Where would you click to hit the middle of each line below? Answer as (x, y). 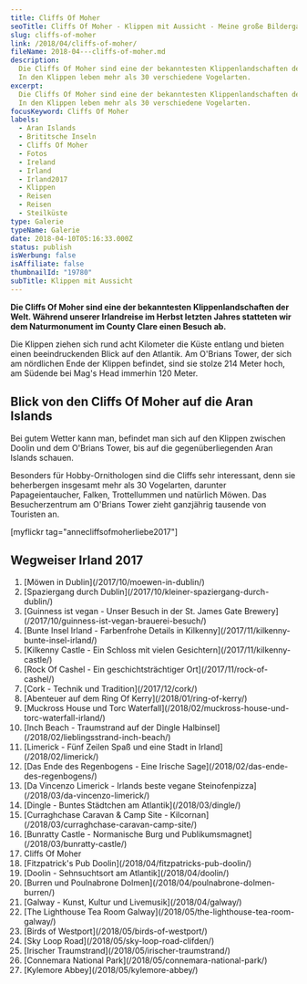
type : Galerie (37, 221)
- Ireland (37, 162)
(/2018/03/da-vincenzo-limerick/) (87, 796)
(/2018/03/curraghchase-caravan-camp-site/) (110, 825)
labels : (25, 120)
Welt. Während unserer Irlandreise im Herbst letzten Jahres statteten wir (151, 317)
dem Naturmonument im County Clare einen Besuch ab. (118, 326)
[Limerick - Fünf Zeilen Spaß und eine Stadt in (110, 747)
